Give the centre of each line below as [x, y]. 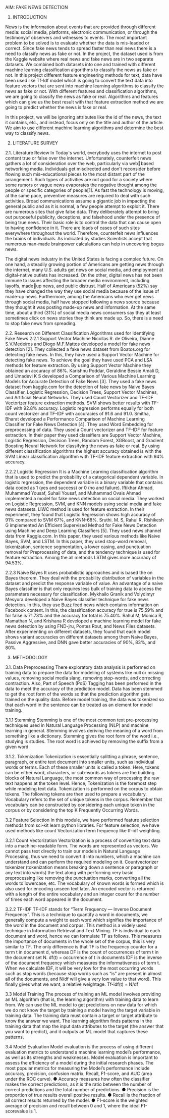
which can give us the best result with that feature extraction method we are [84, 102]
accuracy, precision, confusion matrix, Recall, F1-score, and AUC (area [79, 1074]
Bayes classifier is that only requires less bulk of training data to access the [83, 589]
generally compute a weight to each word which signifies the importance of [84, 920]
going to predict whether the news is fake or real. [56, 107]
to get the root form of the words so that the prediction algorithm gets [78, 694]
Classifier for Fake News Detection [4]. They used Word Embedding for [79, 424]
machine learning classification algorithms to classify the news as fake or [81, 70]
